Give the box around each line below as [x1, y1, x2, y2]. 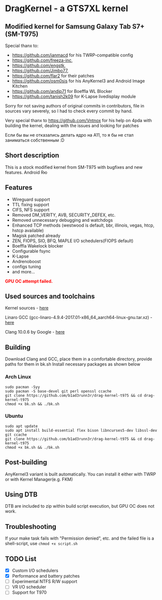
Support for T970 [12, 589, 47, 596]
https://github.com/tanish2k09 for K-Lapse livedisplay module [12, 93, 136, 99]
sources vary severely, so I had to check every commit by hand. [5, 108, 133, 114]
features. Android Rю [5, 169, 48, 175]
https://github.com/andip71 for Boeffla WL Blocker [12, 88, 113, 94]
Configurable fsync [12, 248, 51, 254]
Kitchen [12, 83, 28, 89]
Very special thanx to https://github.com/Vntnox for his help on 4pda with [5, 118, 152, 123]
